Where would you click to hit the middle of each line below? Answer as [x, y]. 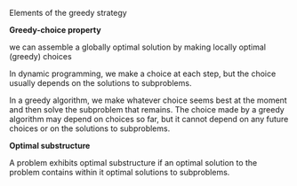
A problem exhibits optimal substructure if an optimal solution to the [133, 163]
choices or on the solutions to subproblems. [90, 128]
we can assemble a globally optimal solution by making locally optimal [138, 47]
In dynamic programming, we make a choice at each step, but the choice [143, 74]
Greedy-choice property [55, 30]
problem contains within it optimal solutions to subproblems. [120, 172]
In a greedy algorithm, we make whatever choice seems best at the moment [148, 100]
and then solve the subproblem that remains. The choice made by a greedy [147, 109]
